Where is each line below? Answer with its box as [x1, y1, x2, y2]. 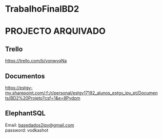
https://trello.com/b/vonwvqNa [5, 58, 67, 64]
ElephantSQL [5, 109, 46, 118]
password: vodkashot [5, 127, 49, 133]
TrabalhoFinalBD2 [5, 3, 80, 15]
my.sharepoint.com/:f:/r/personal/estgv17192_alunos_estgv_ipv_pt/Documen [5, 90, 158, 96]
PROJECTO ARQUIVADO [5, 26, 106, 37]
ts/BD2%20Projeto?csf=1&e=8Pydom [5, 95, 81, 101]
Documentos [5, 72, 45, 80]
